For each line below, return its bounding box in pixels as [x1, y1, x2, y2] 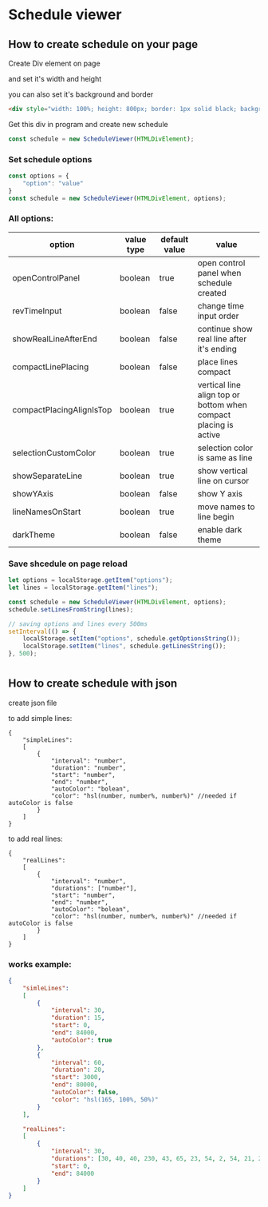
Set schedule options [8, 153, 93, 165]
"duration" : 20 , [50, 1066, 105, 1074]
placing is [197, 419, 234, 430]
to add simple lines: [8, 713, 73, 723]
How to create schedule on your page [8, 38, 198, 51]
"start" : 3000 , [50, 1074, 102, 1082]
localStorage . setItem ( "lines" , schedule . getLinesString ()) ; [22, 642, 227, 651]
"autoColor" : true [50, 1036, 112, 1044]
